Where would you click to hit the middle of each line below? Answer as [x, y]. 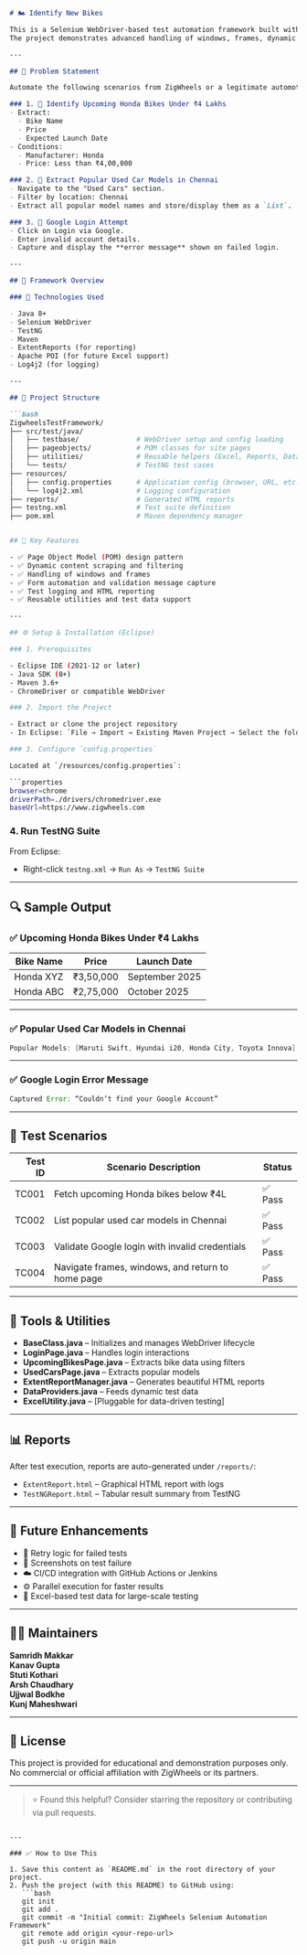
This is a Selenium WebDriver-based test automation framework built [145, 29]
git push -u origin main [69, 1942]
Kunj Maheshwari [43, 1704]
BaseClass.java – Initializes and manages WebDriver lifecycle [139, 1343]
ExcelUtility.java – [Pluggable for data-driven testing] [124, 1401]
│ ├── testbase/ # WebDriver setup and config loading [147, 440]
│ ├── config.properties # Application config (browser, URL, [145, 482]
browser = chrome [38, 791]
